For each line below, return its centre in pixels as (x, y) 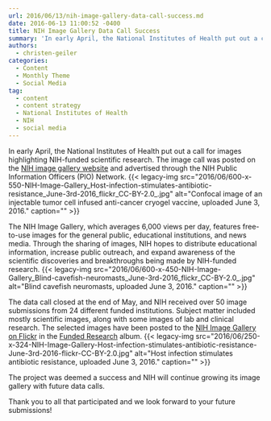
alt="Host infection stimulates (184, 353)
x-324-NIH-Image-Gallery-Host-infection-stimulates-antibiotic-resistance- (133, 345)
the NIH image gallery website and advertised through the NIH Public (123, 168)
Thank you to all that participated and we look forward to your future (122, 401)
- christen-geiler (47, 53)
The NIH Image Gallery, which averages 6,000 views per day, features (125, 226)
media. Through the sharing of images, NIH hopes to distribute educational (133, 243)
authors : (23, 46)
